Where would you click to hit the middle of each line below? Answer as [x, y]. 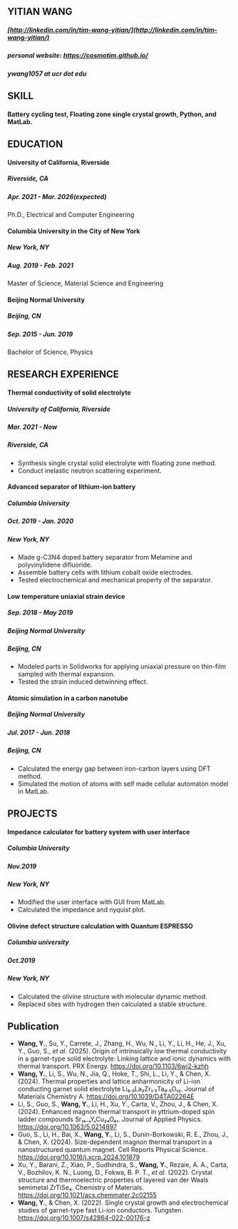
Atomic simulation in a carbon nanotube [68, 698]
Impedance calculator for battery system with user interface [99, 831]
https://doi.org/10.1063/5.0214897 [67, 1127]
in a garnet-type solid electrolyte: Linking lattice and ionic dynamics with [124, 1058]
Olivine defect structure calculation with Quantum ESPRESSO [100, 926]
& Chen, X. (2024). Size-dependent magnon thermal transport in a [115, 1142]
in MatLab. [33, 791]
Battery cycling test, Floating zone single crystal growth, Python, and [112, 114]
